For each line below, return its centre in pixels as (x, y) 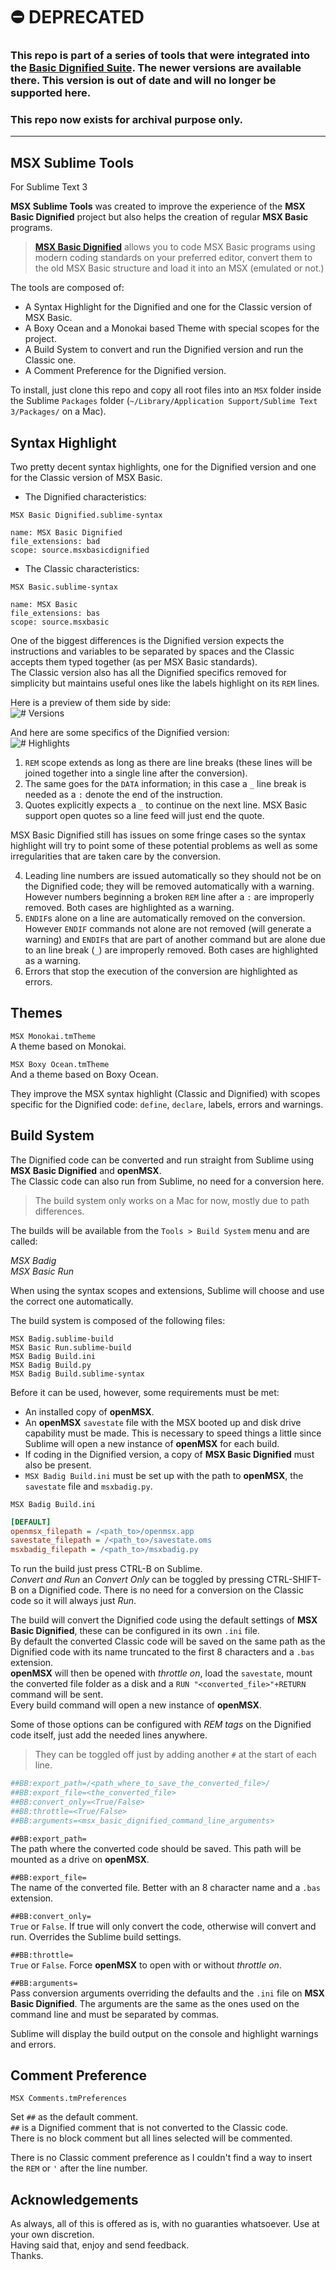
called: (24, 1241)
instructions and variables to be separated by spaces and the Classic (152, 651)
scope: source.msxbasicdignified (80, 550)
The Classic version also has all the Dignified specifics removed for (149, 673)
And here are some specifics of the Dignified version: (120, 733)
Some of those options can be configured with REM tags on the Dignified (161, 1725)
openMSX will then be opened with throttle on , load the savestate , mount (161, 1673)
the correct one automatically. (72, 1301)
